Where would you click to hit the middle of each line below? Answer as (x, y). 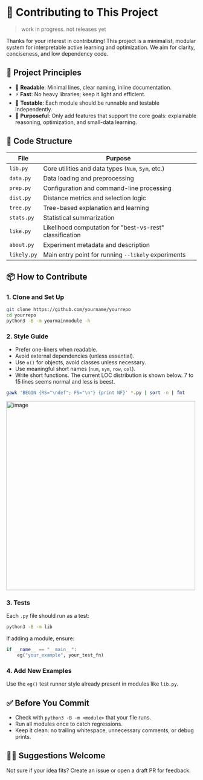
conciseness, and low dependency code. (57, 53)
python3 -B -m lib (29, 627)
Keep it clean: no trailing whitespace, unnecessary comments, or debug (105, 730)
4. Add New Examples (39, 670)
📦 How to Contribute (47, 277)
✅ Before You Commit (48, 703)
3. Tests (18, 603)
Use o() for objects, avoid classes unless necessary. (80, 362)
